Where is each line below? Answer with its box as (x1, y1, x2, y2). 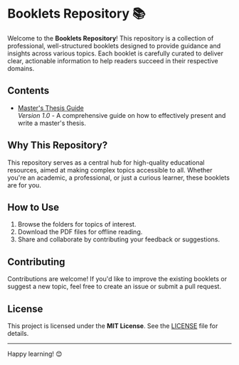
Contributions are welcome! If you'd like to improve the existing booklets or (7, 275, 228, 283)
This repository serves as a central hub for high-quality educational (7, 158, 205, 167)
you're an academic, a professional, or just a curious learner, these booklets (7, 173, 230, 182)
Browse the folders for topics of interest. (17, 220, 137, 229)
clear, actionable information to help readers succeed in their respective (7, 56, 218, 65)
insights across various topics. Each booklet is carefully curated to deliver (7, 49, 224, 58)
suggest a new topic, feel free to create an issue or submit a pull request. (7, 282, 222, 291)
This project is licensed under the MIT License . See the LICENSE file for (7, 322, 218, 330)
